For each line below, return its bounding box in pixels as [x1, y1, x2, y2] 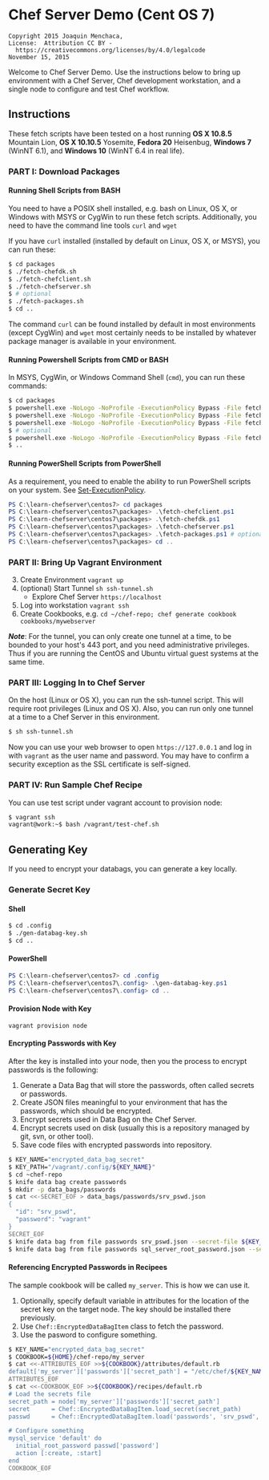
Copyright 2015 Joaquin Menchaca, [8, 32, 124, 40]
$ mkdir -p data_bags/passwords [8, 1185, 116, 1194]
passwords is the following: [8, 1065, 98, 1075]
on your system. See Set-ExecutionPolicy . [8, 485, 147, 495]
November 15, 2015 [8, 53, 70, 61]
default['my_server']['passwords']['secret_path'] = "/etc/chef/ [8, 1368, 231, 1376]
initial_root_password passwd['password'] [15, 1442, 159, 1450]
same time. [8, 657, 46, 667]
